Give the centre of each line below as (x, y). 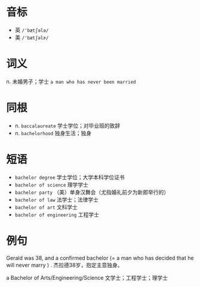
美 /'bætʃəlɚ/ (32, 37)
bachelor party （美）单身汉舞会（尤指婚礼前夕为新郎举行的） (92, 192)
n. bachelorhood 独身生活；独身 (53, 133)
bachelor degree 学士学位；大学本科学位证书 (70, 177)
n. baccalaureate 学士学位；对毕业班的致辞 (67, 126)
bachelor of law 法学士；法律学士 (57, 199)
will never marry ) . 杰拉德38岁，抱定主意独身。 (64, 265)
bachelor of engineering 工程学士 (57, 214)
